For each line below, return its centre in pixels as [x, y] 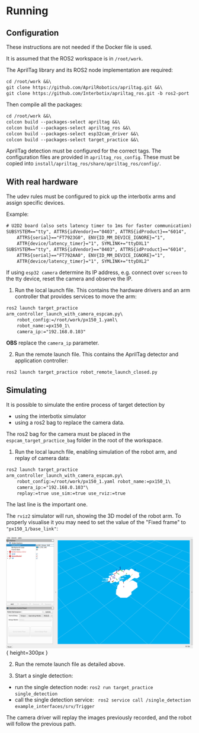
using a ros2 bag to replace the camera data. [70, 422]
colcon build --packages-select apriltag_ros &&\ [69, 128]
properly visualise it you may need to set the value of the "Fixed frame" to [96, 522]
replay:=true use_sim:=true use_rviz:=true [71, 493]
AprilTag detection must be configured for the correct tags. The [84, 151]
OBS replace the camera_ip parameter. [53, 343]
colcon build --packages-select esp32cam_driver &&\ [73, 134]
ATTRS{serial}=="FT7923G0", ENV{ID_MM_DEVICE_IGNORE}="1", [91, 238]
